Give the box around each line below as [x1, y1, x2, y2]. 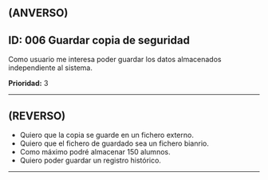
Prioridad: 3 [8, 79, 49, 88]
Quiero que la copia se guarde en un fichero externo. [19, 131, 194, 140]
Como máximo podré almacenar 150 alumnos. [19, 147, 171, 157]
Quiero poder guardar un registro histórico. [19, 155, 162, 166]
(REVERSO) [8, 109, 66, 123]
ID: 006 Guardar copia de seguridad [8, 33, 190, 47]
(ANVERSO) [8, 6, 69, 20]
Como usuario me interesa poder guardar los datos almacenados [8, 55, 222, 65]
